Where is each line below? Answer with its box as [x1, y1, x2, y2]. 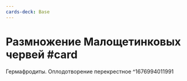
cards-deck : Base [5, 8, 50, 15]
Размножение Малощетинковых [5, 34, 182, 48]
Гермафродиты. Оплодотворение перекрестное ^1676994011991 [5, 68, 174, 75]
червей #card [5, 48, 78, 61]
